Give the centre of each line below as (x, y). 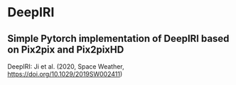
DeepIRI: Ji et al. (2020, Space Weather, (66, 67)
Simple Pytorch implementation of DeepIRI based (118, 39)
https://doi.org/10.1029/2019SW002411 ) (65, 74)
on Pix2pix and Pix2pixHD (66, 49)
